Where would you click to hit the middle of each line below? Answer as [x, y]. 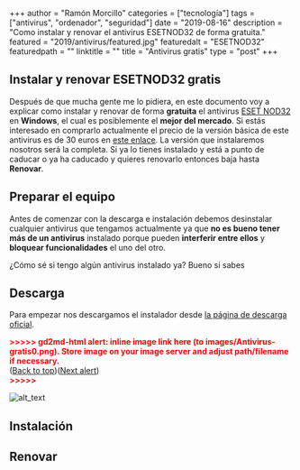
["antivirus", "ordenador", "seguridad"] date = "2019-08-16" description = [146, 23]
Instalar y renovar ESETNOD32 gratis [115, 80]
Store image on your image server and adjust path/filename [175, 352]
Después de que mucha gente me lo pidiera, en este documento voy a [140, 101]
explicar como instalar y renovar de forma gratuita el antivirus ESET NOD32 [150, 111]
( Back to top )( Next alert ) [55, 371]
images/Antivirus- [241, 342]
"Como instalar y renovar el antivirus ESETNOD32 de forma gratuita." [137, 32]
